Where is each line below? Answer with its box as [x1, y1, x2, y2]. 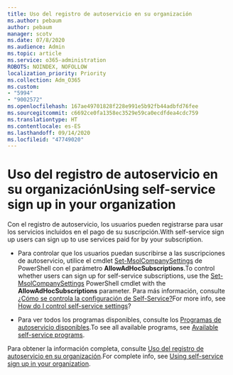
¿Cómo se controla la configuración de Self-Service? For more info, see [17, 294, 226, 303]
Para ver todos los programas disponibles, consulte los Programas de [17, 315, 222, 324]
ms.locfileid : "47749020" [7, 136, 84, 143]
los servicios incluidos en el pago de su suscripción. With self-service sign [7, 228, 224, 237]
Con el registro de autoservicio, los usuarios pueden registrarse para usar [7, 220, 224, 229]
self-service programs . [17, 331, 85, 339]
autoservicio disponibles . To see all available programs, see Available [17, 323, 219, 332]
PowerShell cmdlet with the [85, 279, 166, 288]
